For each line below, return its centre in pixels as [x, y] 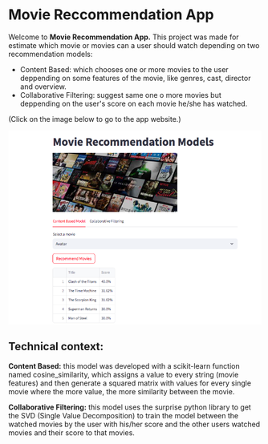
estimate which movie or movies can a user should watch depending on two [134, 45]
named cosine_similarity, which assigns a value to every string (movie [124, 374]
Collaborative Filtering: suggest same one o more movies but [121, 95]
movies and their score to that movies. [71, 432]
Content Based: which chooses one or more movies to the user [124, 69]
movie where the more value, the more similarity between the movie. [122, 391]
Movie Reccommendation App [111, 15]
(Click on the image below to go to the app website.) [95, 119]
